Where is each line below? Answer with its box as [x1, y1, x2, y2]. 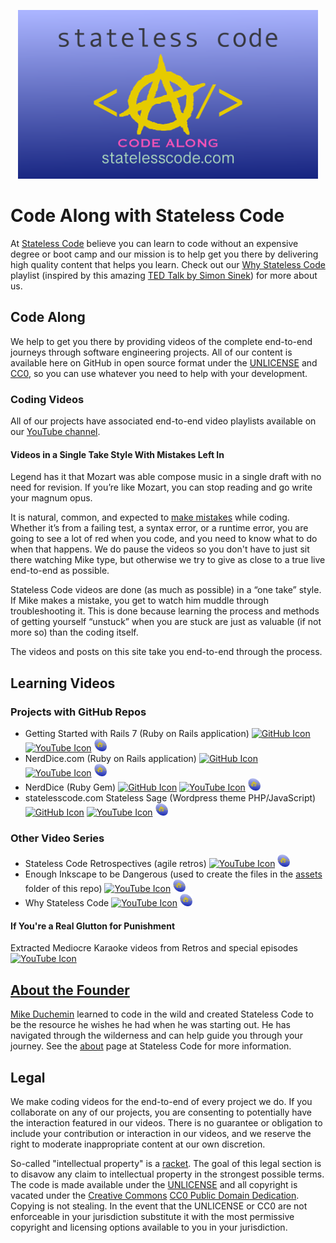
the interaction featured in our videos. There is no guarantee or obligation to [10, 1117, 323, 1129]
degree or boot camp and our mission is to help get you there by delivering [10, 248, 319, 260]
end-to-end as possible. [10, 565, 110, 577]
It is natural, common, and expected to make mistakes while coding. [10, 511, 290, 524]
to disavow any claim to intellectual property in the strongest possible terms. [10, 1168, 325, 1180]
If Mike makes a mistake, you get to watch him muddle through [10, 595, 269, 607]
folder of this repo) [24, 883, 103, 895]
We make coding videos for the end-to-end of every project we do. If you [10, 1096, 313, 1108]
